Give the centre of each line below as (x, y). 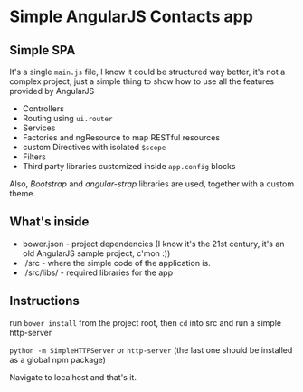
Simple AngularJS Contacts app (131, 17)
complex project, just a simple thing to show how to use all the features (142, 81)
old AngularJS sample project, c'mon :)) (96, 253)
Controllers (43, 109)
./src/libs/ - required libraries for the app (98, 272)
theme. (23, 193)
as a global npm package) (58, 359)
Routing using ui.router (67, 118)
